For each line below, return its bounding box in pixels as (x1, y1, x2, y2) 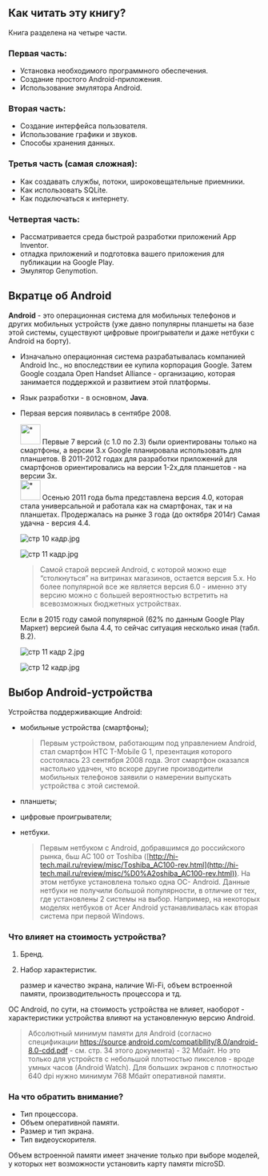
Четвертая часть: (8, 213, 80, 225)
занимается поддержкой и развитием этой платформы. (19, 377, 210, 387)
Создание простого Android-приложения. (19, 75, 162, 84)
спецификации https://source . (27, 1036, 129, 1046)
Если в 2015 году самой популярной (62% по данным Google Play (19, 614, 246, 624)
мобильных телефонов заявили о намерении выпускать (39, 772, 232, 781)
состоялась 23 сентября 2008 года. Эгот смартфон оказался (39, 755, 250, 764)
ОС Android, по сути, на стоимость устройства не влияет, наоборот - (8, 1004, 245, 1014)
